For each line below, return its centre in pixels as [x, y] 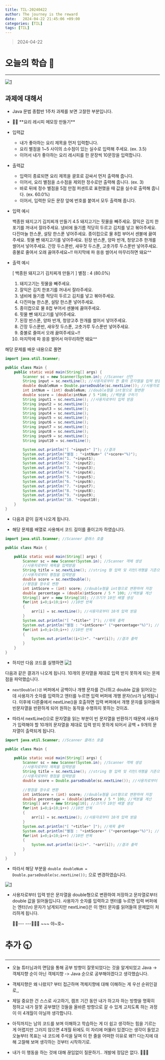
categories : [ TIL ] [24, 23]
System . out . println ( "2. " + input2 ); [59, 463]
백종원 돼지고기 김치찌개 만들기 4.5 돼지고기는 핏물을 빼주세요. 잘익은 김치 [83, 221]
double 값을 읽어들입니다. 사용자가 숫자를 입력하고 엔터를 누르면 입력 [78, 901]
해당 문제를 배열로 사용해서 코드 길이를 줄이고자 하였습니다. [69, 529]
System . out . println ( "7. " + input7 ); [59, 486]
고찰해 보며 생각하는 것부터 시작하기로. [54, 1042]
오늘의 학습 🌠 [30, 63]
